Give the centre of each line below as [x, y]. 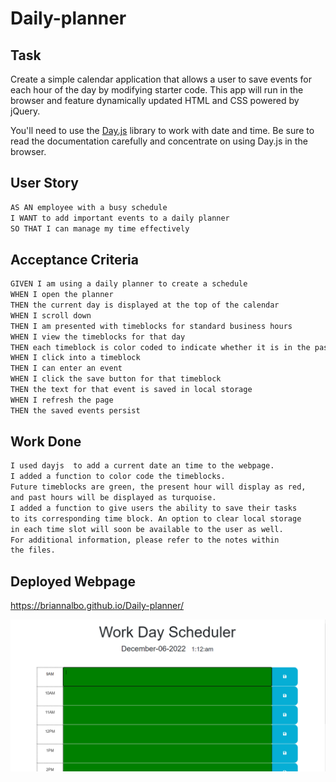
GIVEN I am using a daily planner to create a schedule [129, 284]
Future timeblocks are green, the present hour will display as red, [158, 487]
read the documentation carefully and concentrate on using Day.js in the [159, 141]
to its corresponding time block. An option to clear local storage [156, 518]
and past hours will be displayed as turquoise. [113, 498]
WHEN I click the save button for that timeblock [116, 379]
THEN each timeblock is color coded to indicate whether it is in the [160, 347]
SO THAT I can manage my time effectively [100, 228]
